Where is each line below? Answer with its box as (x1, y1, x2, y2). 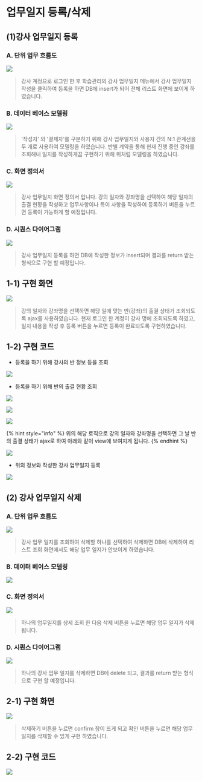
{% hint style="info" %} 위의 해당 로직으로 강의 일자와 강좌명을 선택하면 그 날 (6, 430, 190, 437)
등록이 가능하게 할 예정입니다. (27, 208, 97, 216)
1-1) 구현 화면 (6, 278, 53, 289)
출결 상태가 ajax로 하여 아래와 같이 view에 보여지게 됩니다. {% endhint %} (12, 437, 188, 445)
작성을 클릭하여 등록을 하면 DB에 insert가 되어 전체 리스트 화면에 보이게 (21, 85, 189, 92)
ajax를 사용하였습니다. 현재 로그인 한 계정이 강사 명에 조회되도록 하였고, (27, 314, 195, 321)
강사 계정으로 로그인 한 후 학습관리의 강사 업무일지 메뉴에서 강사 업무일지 (21, 77, 192, 85)
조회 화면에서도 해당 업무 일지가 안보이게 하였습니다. (32, 546, 155, 553)
